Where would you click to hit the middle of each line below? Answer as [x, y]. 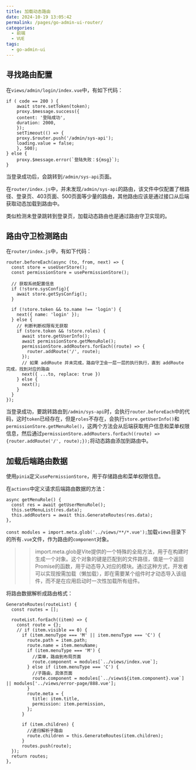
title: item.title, [56, 699]
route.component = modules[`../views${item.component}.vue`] [108, 679]
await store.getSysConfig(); [52, 294]
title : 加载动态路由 [28, 11]
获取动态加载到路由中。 [34, 203]
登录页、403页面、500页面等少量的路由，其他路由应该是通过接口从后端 [103, 196]
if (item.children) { [48, 725]
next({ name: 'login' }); [48, 315]
